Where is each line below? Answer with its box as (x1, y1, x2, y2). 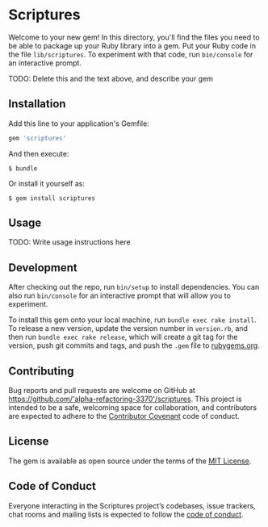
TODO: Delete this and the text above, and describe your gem (8, 73, 214, 83)
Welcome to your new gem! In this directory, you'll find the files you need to (8, 32, 260, 42)
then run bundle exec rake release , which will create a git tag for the (8, 333, 238, 342)
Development (8, 261, 78, 274)
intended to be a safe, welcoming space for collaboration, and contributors (8, 403, 257, 412)
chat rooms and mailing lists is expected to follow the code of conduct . (8, 509, 244, 519)
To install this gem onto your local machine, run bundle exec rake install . (8, 315, 257, 324)
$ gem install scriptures (8, 194, 95, 203)
